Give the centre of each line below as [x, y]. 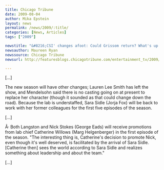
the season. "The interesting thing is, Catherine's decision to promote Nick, [81, 137]
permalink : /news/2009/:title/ [37, 28]
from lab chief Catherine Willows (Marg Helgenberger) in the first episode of [82, 132]
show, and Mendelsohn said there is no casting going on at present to [75, 92]
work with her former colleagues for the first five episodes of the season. [79, 108]
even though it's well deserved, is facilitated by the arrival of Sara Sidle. [77, 143]
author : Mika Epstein [27, 19]
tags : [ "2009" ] [20, 37]
